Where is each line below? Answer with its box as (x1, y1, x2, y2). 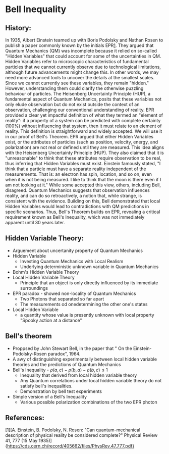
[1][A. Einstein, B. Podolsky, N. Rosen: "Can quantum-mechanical (5, 427, 140, 433)
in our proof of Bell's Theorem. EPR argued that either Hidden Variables (5, 134, 154, 139)
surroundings (20, 285, 48, 291)
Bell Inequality (5, 4, 67, 15)
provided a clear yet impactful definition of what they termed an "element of (5, 112, 163, 118)
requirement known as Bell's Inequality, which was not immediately (5, 214, 145, 220)
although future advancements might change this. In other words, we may (5, 69, 159, 75)
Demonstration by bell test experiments (20, 388, 102, 394)
